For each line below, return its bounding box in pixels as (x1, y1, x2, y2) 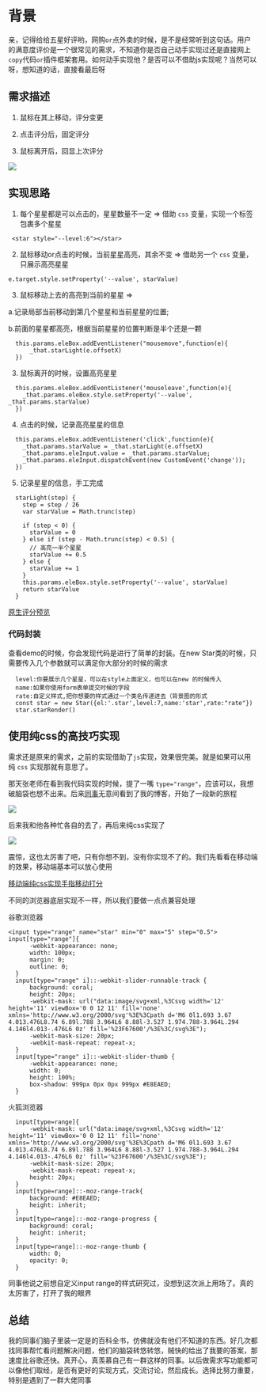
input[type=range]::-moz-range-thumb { (15, 1242, 147, 1250)
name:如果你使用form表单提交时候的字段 (15, 684, 131, 692)
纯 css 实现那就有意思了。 (8, 761, 93, 772)
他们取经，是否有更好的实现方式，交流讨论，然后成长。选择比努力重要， (21, 1366, 258, 1375)
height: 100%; (28, 1073, 77, 1081)
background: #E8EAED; (28, 1194, 101, 1202)
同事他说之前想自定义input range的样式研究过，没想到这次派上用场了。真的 (8, 1278, 254, 1288)
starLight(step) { (15, 494, 77, 502)
